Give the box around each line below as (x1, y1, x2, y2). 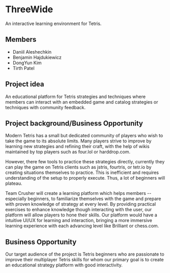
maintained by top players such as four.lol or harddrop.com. (5, 149, 131, 155)
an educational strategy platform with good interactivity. (5, 262, 123, 268)
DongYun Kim (12, 60, 42, 66)
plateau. (5, 180, 22, 187)
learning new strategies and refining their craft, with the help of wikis (5, 143, 150, 150)
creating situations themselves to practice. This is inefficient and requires (5, 169, 159, 176)
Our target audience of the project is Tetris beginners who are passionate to (5, 251, 164, 257)
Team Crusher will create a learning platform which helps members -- (5, 190, 152, 196)
